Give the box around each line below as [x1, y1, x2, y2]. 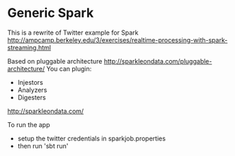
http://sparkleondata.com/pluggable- [103, 56, 212, 65]
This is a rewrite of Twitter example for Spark [7, 28, 139, 37]
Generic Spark [7, 5, 94, 21]
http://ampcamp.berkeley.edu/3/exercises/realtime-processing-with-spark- [7, 35, 228, 44]
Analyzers [17, 85, 47, 94]
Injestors [17, 78, 44, 86]
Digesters [17, 93, 46, 102]
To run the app [7, 120, 50, 128]
